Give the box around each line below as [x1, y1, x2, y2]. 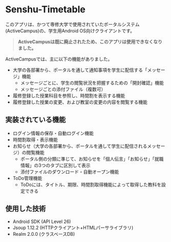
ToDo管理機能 [12, 175, 42, 181]
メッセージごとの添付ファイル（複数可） [20, 86, 106, 92]
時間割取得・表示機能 [12, 136, 58, 142]
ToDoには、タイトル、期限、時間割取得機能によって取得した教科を [20, 181, 162, 188]
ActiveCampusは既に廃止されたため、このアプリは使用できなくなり [17, 39, 163, 45]
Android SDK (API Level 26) [12, 218, 71, 225]
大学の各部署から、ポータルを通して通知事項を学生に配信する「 [12, 67, 147, 73]
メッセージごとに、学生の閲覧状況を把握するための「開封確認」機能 [20, 80, 164, 86]
